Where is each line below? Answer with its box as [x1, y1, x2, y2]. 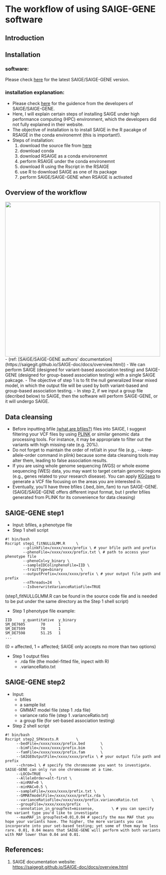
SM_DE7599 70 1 [5, 626, 61, 631]
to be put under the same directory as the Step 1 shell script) [5, 599, 129, 604]
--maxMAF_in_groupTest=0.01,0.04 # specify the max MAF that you [16, 815, 154, 820]
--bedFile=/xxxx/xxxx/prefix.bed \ [16, 741, 103, 746]
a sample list [19, 702, 46, 708]
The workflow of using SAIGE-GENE [5, 3, 156, 15]
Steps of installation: [12, 137, 55, 143]
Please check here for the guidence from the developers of [12, 100, 133, 106]
